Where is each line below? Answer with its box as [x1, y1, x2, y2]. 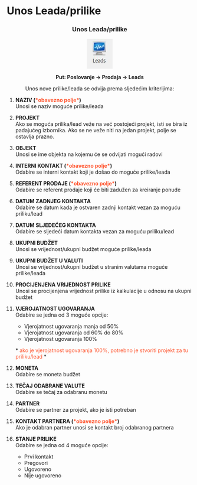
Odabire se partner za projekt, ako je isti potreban [15, 406, 136, 414]
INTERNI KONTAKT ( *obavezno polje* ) [15, 162, 113, 170]
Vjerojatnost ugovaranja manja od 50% [24, 323, 119, 330]
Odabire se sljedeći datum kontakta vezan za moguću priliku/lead [15, 228, 175, 235]
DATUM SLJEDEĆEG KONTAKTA [15, 222, 96, 229]
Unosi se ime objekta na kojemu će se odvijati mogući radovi [15, 151, 163, 158]
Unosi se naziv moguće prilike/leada [15, 103, 104, 110]
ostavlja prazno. [15, 133, 55, 140]
